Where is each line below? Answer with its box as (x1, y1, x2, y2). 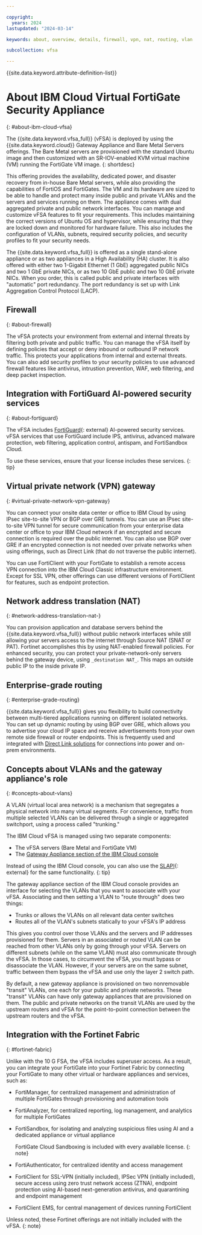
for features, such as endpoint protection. (6, 578, 110, 586)
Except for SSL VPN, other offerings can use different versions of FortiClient (6, 572, 195, 579)
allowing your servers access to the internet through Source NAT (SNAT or (6, 637, 192, 644)
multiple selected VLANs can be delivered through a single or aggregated (6, 814, 189, 821)
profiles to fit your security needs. (6, 237, 90, 244)
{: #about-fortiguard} (6, 414, 58, 422)
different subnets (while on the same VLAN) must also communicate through (6, 949, 197, 956)
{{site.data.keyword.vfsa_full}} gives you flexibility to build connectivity (6, 708, 183, 715)
